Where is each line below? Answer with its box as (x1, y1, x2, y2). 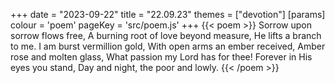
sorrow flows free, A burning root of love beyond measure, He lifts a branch (10, 30, 322, 41)
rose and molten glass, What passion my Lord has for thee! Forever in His (10, 51, 313, 63)
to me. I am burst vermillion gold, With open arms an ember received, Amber (10, 40, 326, 52)
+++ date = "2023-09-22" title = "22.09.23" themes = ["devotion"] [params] (10, 9, 326, 20)
